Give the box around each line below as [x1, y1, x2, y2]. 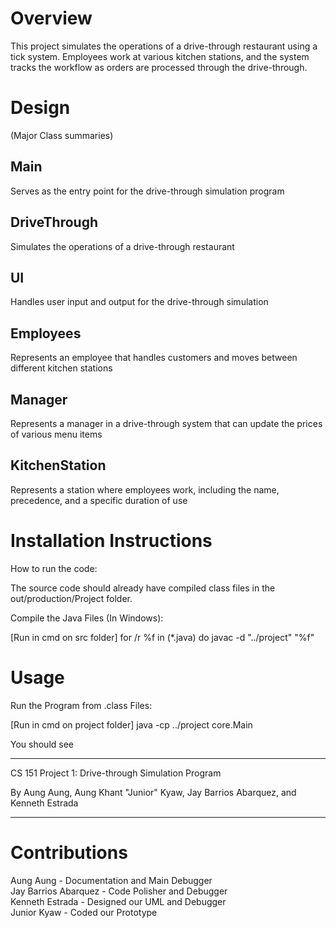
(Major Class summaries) [10, 129, 114, 141]
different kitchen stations [10, 362, 113, 374]
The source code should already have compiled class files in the [10, 582, 276, 594]
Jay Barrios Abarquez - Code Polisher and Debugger [10, 885, 228, 897]
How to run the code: [10, 562, 98, 574]
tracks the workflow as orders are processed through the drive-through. [10, 61, 308, 73]
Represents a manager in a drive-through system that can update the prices [10, 417, 323, 429]
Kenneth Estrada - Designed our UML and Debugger [10, 895, 227, 907]
